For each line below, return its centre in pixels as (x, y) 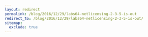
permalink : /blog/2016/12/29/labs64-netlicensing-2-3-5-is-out (71, 14)
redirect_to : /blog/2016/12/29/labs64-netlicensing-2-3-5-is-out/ (74, 18)
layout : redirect (22, 9)
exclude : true (23, 27)
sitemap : (14, 23)
